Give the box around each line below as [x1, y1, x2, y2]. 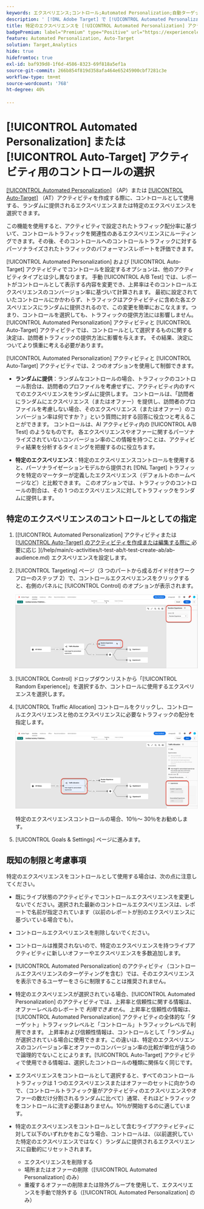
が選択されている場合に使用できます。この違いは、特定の [15, 1036, 158, 1043]
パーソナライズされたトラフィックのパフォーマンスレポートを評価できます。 [6, 245, 197, 252]
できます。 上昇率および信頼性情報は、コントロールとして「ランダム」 [20, 1028, 197, 1036]
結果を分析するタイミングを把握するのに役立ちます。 [25, 443, 158, 450]
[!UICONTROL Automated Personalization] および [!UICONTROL [6, 258, 166, 265]
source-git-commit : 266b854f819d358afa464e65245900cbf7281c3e [6, 67, 167, 74]
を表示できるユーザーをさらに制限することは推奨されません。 [15, 977, 169, 985]
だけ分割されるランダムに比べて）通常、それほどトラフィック [41, 1094, 196, 1101]
